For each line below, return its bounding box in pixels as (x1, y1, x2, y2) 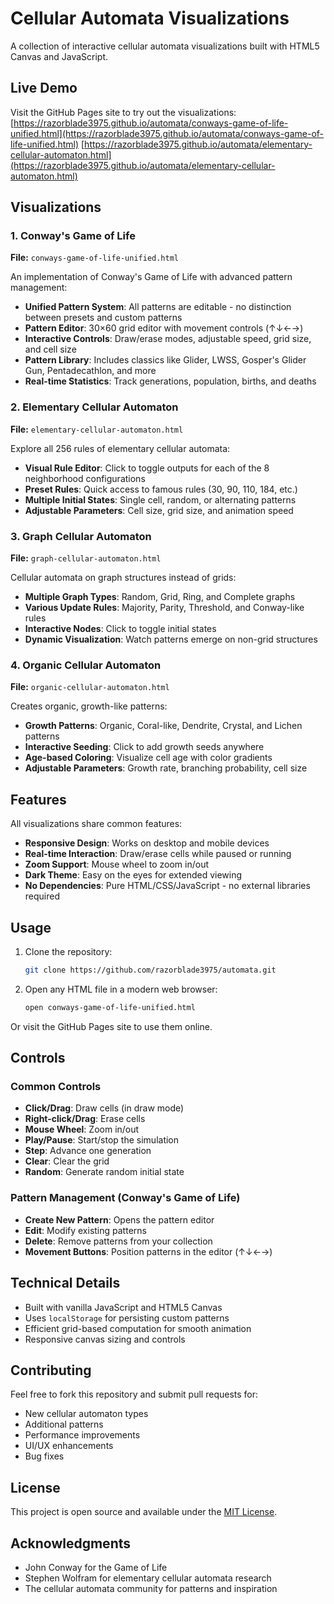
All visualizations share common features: (10, 818, 183, 830)
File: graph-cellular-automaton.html (10, 552, 162, 564)
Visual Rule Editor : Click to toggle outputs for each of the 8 (24, 462, 270, 474)
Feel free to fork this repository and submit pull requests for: (10, 1388, 259, 1401)
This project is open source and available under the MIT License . (10, 1506, 278, 1518)
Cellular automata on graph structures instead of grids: (10, 572, 237, 584)
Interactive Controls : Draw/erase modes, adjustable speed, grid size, (24, 333, 312, 345)
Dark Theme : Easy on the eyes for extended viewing (24, 869, 243, 881)
